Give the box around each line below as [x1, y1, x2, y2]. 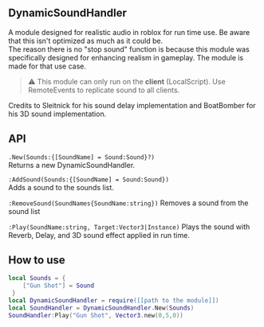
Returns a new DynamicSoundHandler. [8, 160, 136, 169]
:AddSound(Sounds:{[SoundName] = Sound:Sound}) [8, 175, 170, 184]
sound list [8, 206, 41, 216]
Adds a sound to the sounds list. [8, 182, 114, 192]
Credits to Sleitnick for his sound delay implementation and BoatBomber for [8, 100, 257, 110]
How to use [8, 254, 65, 267]
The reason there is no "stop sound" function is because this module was [8, 44, 250, 54]
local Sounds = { [8, 274, 66, 282]
